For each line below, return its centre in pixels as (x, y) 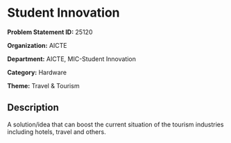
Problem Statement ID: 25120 (50, 32)
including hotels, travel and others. (57, 132)
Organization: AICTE (37, 45)
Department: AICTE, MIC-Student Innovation (72, 59)
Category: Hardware (37, 72)
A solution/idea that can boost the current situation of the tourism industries (115, 124)
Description (33, 108)
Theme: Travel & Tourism (43, 85)
